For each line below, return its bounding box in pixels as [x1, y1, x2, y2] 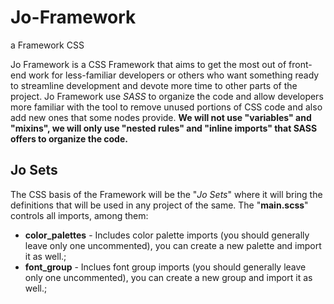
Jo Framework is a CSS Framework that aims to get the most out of [10, 58, 287, 70]
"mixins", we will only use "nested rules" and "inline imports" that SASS [10, 122, 318, 134]
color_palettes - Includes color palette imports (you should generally [24, 229, 310, 241]
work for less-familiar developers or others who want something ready [28, 69, 320, 81]
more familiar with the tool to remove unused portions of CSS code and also [10, 101, 323, 113]
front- [288, 58, 313, 70]
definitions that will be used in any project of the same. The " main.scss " [10, 199, 309, 211]
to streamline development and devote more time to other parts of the [10, 79, 298, 91]
